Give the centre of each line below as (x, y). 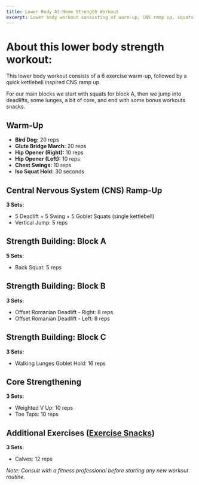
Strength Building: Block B (56, 286)
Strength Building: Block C (56, 337)
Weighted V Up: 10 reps (44, 408)
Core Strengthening (44, 382)
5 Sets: (15, 256)
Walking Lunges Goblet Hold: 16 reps (60, 363)
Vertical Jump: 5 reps (41, 223)
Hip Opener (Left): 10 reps (48, 159)
